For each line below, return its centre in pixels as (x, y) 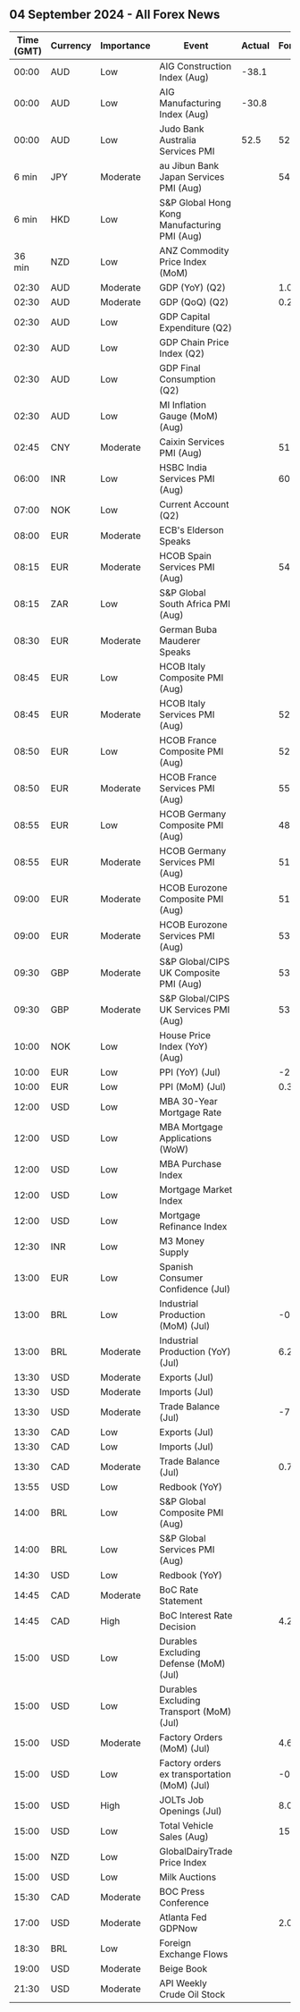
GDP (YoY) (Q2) (192, 287)
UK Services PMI (195, 1010)
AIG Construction (196, 66)
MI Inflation (183, 404)
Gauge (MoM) (189, 416)
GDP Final (180, 368)
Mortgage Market (196, 1189)
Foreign (175, 1942)
